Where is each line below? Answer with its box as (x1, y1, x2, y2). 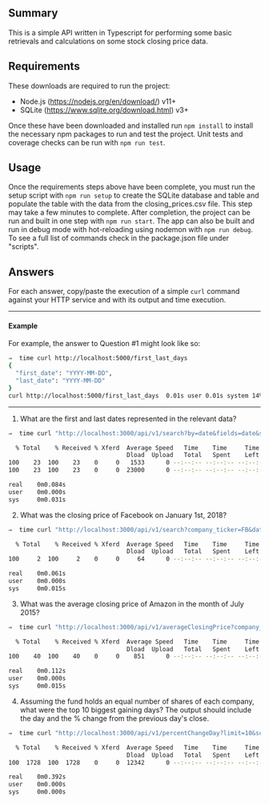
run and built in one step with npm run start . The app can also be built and (8, 216, 255, 226)
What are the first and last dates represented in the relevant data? (19, 414, 237, 423)
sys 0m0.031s (8, 496, 66, 504)
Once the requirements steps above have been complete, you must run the (8, 182, 255, 192)
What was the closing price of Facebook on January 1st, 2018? (19, 510, 227, 520)
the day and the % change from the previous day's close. (19, 713, 210, 723)
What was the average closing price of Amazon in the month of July (19, 598, 244, 609)
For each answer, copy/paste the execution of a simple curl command (8, 287, 240, 296)
